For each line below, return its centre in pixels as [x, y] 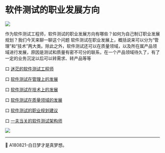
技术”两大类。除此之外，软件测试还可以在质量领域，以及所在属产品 [85, 46]
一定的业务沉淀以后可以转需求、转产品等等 [48, 58]
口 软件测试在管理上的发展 [31, 79]
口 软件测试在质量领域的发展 [34, 100]
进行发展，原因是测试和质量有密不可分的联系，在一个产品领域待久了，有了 [84, 52]
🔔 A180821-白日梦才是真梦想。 [36, 145]
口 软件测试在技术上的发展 [31, 89]
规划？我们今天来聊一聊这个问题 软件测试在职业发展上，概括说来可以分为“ [80, 40]
